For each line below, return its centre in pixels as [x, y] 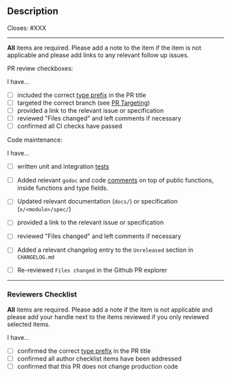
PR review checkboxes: [40, 68]
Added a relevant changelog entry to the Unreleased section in [105, 250]
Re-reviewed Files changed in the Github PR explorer [92, 270]
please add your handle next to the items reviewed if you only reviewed [108, 316]
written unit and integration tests [63, 166]
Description [33, 11]
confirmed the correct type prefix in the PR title [84, 351]
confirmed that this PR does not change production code [98, 366]
